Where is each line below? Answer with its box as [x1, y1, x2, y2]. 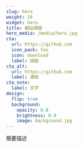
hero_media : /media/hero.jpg [6, 31, 78, 36]
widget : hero [6, 19, 38, 25]
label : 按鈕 [11, 58, 39, 64]
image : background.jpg [16, 118, 72, 124]
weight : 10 [6, 14, 33, 20]
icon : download [11, 52, 49, 58]
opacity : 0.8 [16, 107, 49, 113]
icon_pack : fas [11, 47, 49, 53]
